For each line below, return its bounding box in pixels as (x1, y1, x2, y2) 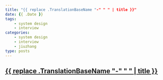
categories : (5, 30, 30, 35)
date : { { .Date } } (5, 12, 43, 17)
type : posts (5, 48, 30, 53)
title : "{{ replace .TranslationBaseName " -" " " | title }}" (5, 7, 137, 12)
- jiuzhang (14, 44, 37, 49)
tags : (5, 16, 16, 21)
